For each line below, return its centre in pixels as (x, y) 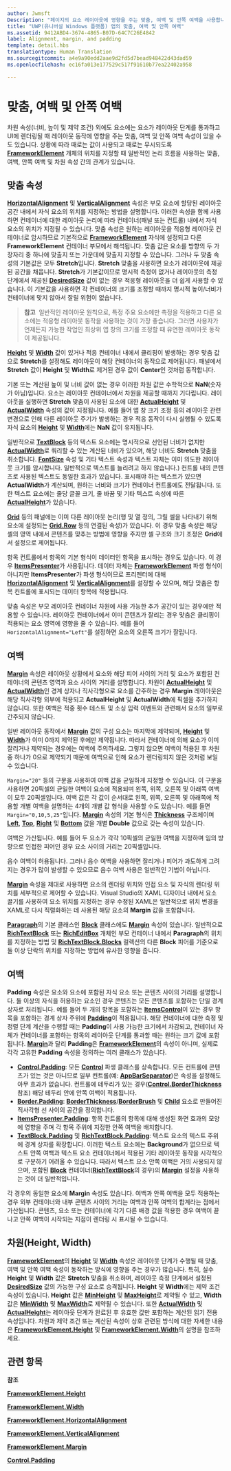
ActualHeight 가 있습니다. (42, 502)
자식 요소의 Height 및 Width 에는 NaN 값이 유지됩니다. (80, 428)
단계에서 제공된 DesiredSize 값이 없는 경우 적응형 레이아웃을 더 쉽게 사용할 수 (112, 281)
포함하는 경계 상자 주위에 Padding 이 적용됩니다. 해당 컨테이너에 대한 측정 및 (121, 1018)
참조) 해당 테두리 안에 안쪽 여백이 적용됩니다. (77, 1093)
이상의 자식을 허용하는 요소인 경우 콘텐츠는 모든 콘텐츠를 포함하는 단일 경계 (123, 1001)
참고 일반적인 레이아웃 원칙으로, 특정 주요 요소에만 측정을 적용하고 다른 (119, 312)
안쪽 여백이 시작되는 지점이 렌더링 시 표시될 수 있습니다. (94, 1219)
